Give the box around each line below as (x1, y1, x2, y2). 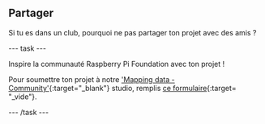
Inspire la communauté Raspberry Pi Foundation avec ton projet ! (8, 59, 225, 68)
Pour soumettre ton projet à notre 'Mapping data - (8, 74, 176, 84)
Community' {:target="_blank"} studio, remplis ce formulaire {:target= (8, 83, 237, 93)
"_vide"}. (8, 92, 38, 101)
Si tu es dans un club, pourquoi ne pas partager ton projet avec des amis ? (8, 27, 257, 37)
